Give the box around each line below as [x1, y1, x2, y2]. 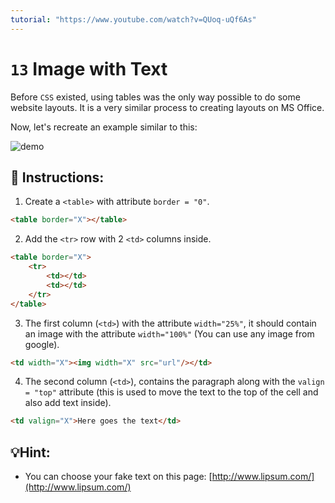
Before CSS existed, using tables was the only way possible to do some [10, 91, 301, 103]
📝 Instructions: [10, 169, 105, 186]
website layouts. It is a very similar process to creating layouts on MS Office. [10, 101, 325, 113]
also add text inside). [24, 397, 112, 409]
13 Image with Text [10, 57, 168, 80]
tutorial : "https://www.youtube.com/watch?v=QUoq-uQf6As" [10, 14, 257, 25]
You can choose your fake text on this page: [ [24, 471, 213, 483]
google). [24, 338, 60, 350]
